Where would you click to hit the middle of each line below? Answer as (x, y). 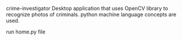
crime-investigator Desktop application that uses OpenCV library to (87, 8)
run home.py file (26, 32)
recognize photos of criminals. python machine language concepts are (91, 14)
